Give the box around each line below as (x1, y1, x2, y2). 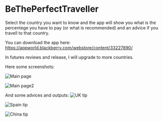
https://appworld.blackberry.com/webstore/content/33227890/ (5, 45, 133, 50)
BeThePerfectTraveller (5, 3, 99, 15)
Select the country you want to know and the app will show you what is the (5, 20, 156, 25)
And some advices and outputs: (5, 92, 70, 98)
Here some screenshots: (5, 64, 55, 70)
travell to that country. (5, 30, 50, 36)
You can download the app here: (5, 39, 71, 45)
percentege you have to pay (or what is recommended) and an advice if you (5, 24, 158, 30)
